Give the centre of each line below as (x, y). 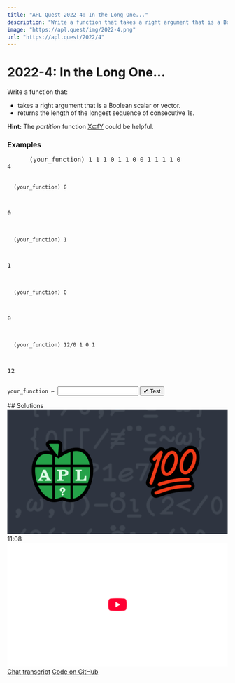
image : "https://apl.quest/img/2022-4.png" (72, 29)
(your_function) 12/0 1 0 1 (55, 345)
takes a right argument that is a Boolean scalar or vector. (99, 106)
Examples (24, 145)
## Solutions (26, 406)
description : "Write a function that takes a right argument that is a (114, 22)
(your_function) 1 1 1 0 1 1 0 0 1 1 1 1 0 (105, 160)
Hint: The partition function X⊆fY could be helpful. (80, 127)
